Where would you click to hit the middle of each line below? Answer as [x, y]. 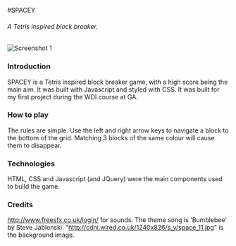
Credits [20, 205]
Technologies [31, 164]
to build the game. [33, 187]
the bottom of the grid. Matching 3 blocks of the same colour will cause [111, 137]
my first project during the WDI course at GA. [73, 97]
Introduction [29, 66]
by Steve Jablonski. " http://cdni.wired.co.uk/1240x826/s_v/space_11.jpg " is [116, 228]
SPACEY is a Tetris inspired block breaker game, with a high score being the [118, 82]
